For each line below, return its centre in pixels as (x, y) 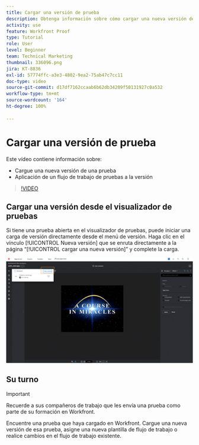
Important (18, 393)
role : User (20, 44)
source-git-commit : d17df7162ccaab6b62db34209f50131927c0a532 (84, 88)
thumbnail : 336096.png (34, 62)
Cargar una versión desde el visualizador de (89, 207)
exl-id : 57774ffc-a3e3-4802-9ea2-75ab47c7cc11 (65, 75)
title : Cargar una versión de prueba (53, 12)
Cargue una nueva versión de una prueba (65, 170)
